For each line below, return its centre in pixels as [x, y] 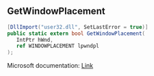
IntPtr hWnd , [35, 40]
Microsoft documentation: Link [50, 66]
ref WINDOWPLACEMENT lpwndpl [57, 46]
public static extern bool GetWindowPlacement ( [76, 34]
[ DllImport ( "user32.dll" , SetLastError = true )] [78, 27]
